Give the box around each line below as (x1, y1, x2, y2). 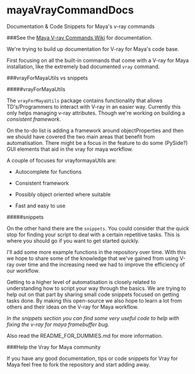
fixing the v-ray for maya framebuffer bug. (6, 321, 110, 328)
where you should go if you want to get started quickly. (6, 237, 140, 244)
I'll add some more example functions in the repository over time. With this (6, 248, 186, 255)
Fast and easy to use (15, 202, 66, 209)
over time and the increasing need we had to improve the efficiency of (15, 261, 185, 268)
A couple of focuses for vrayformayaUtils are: (6, 157, 117, 164)
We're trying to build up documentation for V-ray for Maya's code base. (6, 45, 179, 53)
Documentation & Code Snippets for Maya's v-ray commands (6, 23, 155, 30)
